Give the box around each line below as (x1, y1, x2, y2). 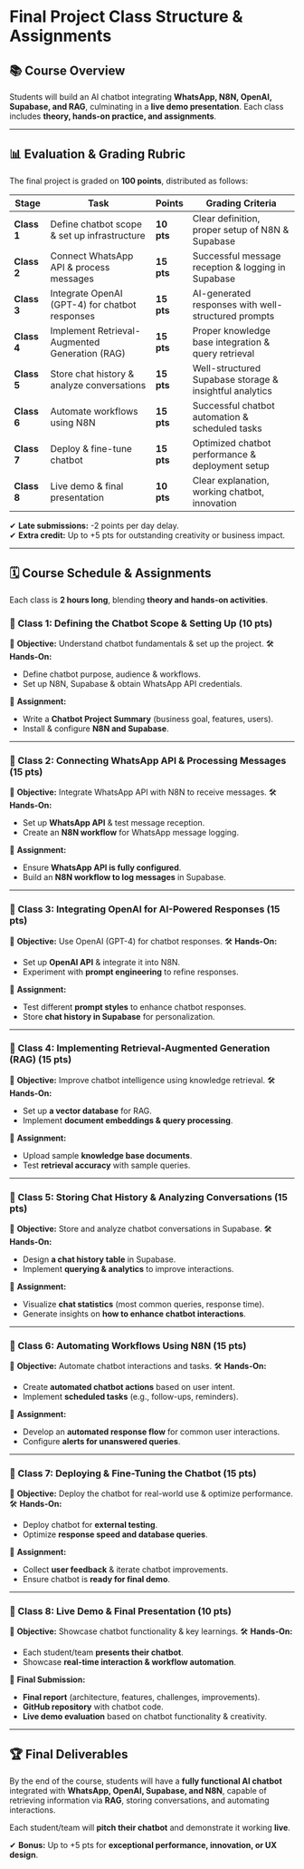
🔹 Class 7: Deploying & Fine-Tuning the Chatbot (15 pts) (9, 1467, 257, 1480)
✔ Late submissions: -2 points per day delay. (9, 520, 179, 531)
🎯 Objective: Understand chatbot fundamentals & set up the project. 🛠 (9, 638, 274, 649)
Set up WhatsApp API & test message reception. (22, 817, 205, 828)
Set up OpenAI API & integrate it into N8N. (22, 956, 181, 967)
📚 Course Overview (9, 63, 126, 78)
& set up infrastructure (50, 229, 147, 241)
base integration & (192, 336, 270, 348)
